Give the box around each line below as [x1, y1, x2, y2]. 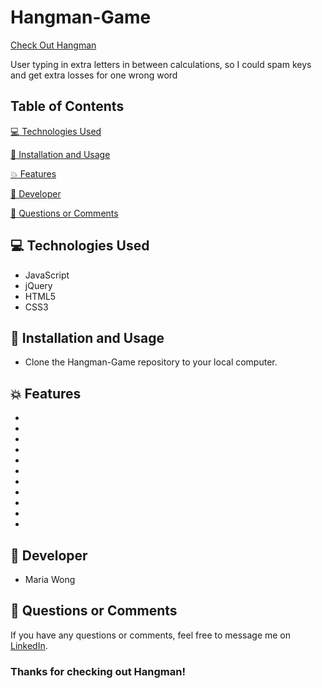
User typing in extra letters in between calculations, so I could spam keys [10, 58, 312, 70]
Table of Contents [10, 98, 125, 115]
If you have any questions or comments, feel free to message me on [10, 629, 292, 641]
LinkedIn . [10, 639, 48, 651]
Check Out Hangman [10, 39, 97, 51]
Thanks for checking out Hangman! [10, 664, 187, 678]
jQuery [24, 279, 53, 291]
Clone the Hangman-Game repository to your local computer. [24, 356, 278, 368]
